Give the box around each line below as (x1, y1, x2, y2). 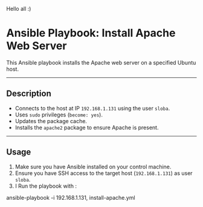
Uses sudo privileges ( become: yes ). (14, 111, 103, 118)
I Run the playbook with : (14, 182, 77, 189)
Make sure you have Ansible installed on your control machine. (14, 163, 172, 170)
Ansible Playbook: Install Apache (6, 27, 176, 40)
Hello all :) (6, 5, 31, 12)
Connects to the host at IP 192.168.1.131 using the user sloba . (14, 104, 170, 112)
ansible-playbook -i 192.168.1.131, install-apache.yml (6, 194, 135, 201)
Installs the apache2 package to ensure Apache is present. (14, 124, 159, 131)
